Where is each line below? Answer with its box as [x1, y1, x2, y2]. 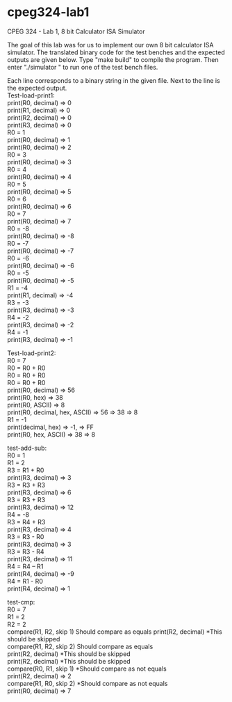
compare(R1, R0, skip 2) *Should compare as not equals [7, 679, 168, 687]
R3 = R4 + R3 [7, 517, 46, 526]
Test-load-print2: [7, 349, 56, 357]
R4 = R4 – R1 [7, 562, 44, 570]
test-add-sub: [7, 444, 47, 452]
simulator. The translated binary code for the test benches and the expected [7, 48, 226, 56]
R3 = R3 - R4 [7, 547, 44, 556]
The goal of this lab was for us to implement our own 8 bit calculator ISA [7, 40, 214, 49]
